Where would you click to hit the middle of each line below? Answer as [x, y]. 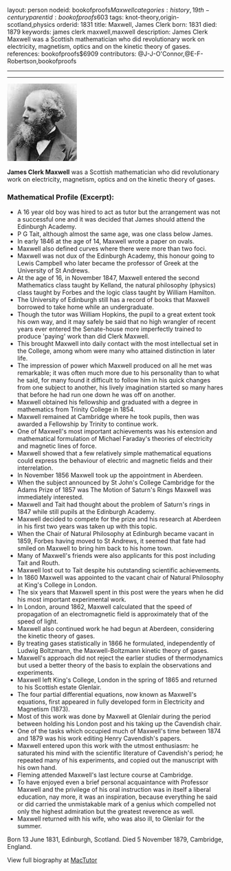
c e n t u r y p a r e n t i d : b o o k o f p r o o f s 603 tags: [66, 17]
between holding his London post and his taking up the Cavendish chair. [119, 724]
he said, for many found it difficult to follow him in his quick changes [114, 380]
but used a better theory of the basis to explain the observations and [114, 665]
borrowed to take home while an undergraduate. [86, 307]
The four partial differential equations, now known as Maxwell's [107, 695]
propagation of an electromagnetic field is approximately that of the [113, 614]
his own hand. [37, 768]
